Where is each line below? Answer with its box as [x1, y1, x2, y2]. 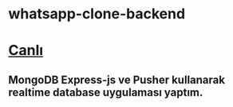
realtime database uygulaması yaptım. [8, 85, 203, 99]
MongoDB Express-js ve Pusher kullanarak [8, 73, 226, 86]
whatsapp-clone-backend [8, 5, 186, 23]
